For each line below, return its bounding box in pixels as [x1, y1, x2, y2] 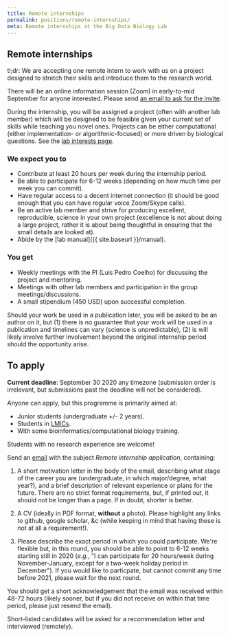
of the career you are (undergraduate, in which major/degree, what [16, 473, 207, 482]
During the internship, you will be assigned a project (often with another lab [7, 108, 220, 116]
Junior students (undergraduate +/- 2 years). [16, 412, 145, 420]
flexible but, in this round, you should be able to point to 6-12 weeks [16, 544, 209, 552]
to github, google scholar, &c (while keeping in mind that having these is [16, 516, 221, 524]
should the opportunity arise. [7, 339, 89, 348]
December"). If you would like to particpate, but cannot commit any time [16, 566, 222, 574]
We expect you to [7, 154, 67, 164]
